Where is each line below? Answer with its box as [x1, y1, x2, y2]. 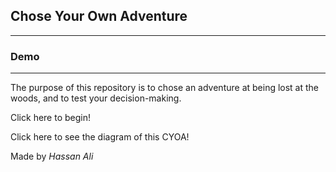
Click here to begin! [10, 112, 91, 124]
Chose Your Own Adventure [10, 8, 188, 25]
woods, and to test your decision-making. [10, 92, 182, 104]
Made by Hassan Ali [10, 150, 94, 163]
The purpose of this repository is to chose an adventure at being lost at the [10, 82, 320, 94]
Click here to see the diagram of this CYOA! [10, 131, 190, 143]
